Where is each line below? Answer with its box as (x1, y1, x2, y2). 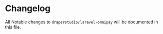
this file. (5, 24, 21, 30)
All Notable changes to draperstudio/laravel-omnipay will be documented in (5, 19, 158, 25)
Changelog (5, 3, 51, 14)
